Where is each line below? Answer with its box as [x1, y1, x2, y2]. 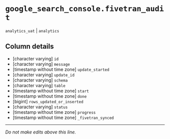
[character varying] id [12, 55, 59, 61]
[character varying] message [12, 61, 70, 67]
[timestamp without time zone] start [12, 88, 90, 94]
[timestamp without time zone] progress [12, 109, 96, 115]
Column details [5, 42, 54, 51]
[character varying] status [12, 104, 68, 110]
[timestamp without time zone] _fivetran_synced [12, 114, 114, 120]
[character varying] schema [12, 77, 68, 83]
